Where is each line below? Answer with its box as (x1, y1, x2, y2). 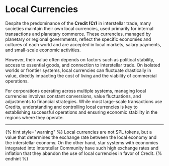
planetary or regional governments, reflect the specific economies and (5, 36, 151, 42)
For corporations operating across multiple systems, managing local (5, 88, 146, 94)
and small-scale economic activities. (5, 47, 81, 53)
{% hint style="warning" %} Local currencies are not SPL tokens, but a (5, 129, 152, 135)
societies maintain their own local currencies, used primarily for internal (5, 25, 153, 31)
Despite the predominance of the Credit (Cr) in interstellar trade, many (5, 20, 151, 26)
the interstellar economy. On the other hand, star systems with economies (5, 139, 158, 145)
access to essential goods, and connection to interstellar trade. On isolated (5, 62, 160, 68)
